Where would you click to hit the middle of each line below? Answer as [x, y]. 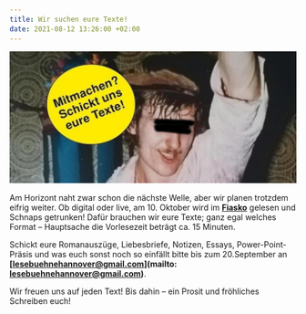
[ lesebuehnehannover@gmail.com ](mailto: [93, 264]
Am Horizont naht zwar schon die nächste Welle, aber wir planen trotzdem [149, 198]
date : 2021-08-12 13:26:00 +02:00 [75, 29]
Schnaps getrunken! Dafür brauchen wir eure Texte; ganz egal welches [143, 217]
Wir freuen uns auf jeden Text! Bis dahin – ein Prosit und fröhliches [134, 291]
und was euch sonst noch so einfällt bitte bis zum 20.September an [161, 255]
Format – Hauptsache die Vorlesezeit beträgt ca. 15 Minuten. [122, 227]
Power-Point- [261, 245]
